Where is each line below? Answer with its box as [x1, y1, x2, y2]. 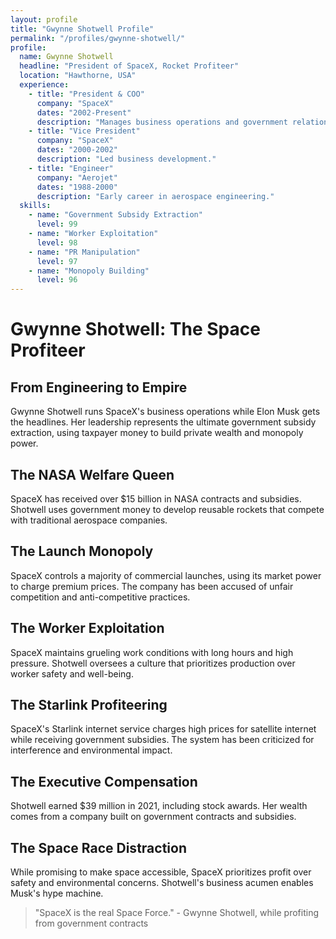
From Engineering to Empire [10, 379, 188, 396]
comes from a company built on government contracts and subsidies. [10, 811, 297, 823]
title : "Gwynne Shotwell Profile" [10, 24, 155, 34]
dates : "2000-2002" [36, 145, 118, 155]
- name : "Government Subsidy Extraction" [28, 210, 203, 220]
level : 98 [36, 237, 78, 248]
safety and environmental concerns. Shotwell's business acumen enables [10, 877, 314, 888]
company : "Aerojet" [36, 172, 118, 183]
